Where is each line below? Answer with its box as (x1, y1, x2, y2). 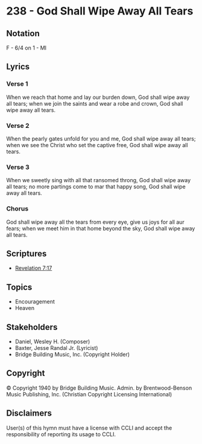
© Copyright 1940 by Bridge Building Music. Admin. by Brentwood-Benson (6, 384, 192, 392)
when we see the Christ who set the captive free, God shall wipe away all (6, 141, 188, 148)
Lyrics (6, 62, 30, 72)
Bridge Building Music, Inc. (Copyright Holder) (14, 351, 130, 358)
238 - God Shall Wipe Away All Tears (6, 4, 194, 18)
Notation (6, 28, 40, 39)
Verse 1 (6, 80, 28, 88)
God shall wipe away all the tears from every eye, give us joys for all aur (6, 218, 185, 226)
